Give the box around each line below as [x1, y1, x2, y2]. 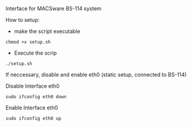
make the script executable [14, 28, 80, 35]
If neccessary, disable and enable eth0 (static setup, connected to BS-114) [5, 71, 187, 78]
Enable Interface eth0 [5, 104, 58, 111]
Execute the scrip [14, 49, 57, 56]
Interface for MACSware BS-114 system [5, 5, 102, 12]
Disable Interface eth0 [5, 82, 60, 89]
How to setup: [5, 16, 40, 23]
